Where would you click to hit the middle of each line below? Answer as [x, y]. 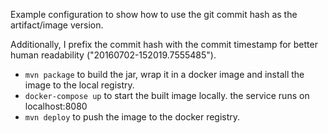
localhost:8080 [56, 106]
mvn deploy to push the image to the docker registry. [132, 117]
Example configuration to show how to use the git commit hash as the [154, 14]
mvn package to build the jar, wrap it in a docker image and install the [164, 74]
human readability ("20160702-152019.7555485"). [113, 55]
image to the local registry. [79, 85]
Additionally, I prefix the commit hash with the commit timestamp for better [164, 44]
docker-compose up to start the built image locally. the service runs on [167, 95]
